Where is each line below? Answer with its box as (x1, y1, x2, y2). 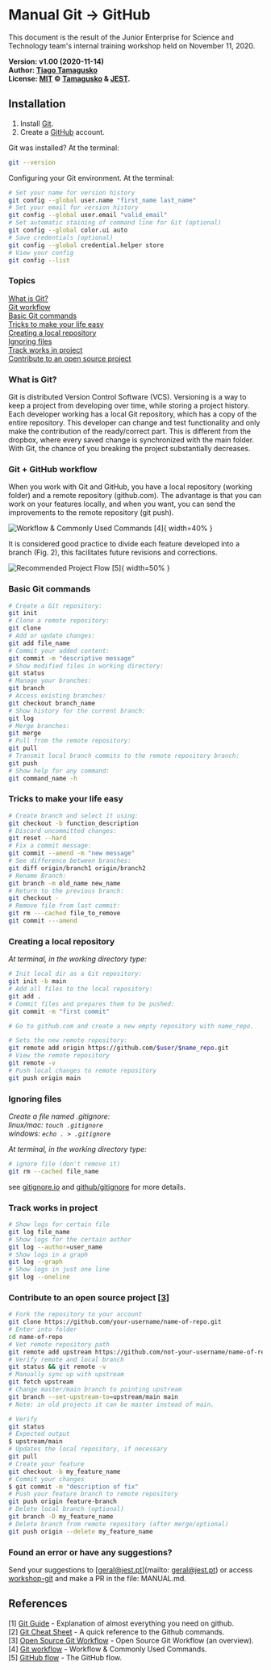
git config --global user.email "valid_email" (8, 211, 168, 220)
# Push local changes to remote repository (8, 1066, 157, 1074)
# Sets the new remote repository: (8, 1036, 128, 1044)
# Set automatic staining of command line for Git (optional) (8, 219, 222, 227)
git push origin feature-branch (8, 1497, 117, 1506)
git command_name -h (8, 774, 78, 782)
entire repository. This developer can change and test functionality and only (8, 417, 261, 427)
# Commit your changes (8, 1475, 85, 1483)
